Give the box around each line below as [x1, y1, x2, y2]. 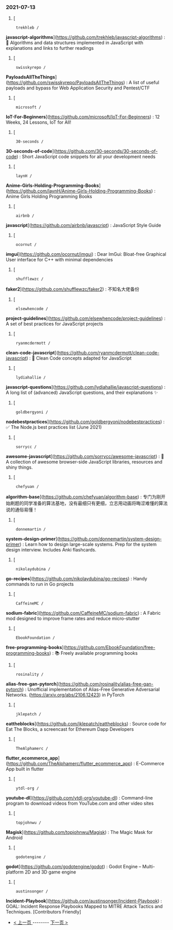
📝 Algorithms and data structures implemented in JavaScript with [6, 40, 143, 46]
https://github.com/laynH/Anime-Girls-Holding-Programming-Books [7, 188, 151, 194]
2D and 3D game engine [24, 869, 76, 875]
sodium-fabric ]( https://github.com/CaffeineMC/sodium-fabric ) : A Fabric [6, 610, 161, 616]
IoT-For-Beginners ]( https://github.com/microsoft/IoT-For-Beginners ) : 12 [6, 114, 160, 120]
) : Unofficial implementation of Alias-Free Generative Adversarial [22, 687, 160, 693]
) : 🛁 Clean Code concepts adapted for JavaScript [26, 355, 132, 362]
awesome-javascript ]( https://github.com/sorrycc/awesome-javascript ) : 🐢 [6, 453, 164, 460]
